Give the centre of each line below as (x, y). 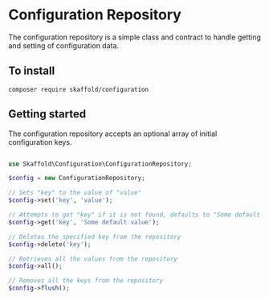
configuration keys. (40, 142)
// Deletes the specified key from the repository (95, 236)
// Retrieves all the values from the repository (93, 259)
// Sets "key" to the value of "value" (75, 193)
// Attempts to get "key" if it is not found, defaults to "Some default (134, 215)
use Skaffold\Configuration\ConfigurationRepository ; (100, 164)
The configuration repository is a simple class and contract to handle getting (134, 37)
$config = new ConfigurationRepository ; (77, 179)
